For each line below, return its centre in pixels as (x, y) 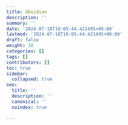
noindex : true (29, 107)
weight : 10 (20, 46)
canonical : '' (29, 101)
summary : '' (21, 23)
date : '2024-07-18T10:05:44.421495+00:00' (60, 29)
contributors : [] (28, 62)
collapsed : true (32, 79)
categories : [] (25, 51)
